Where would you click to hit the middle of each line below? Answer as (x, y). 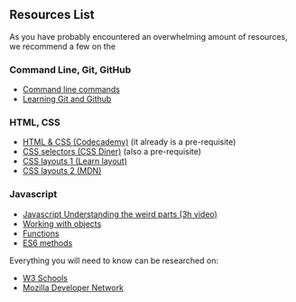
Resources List (52, 15)
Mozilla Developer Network (73, 288)
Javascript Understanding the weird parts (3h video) (120, 214)
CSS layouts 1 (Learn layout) (75, 161)
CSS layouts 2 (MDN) (62, 171)
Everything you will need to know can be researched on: (114, 260)
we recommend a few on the (62, 46)
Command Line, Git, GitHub (70, 70)
